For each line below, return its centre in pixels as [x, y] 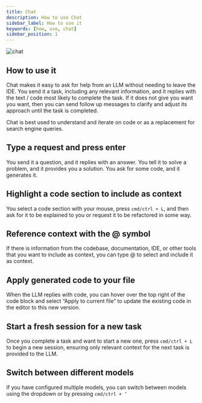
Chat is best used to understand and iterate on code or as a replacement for [101, 122]
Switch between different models [70, 373]
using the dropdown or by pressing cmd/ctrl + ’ [67, 393]
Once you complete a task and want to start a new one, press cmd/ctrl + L [99, 341]
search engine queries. [35, 129]
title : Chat [21, 12]
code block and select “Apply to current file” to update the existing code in [99, 301]
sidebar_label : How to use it [44, 23]
